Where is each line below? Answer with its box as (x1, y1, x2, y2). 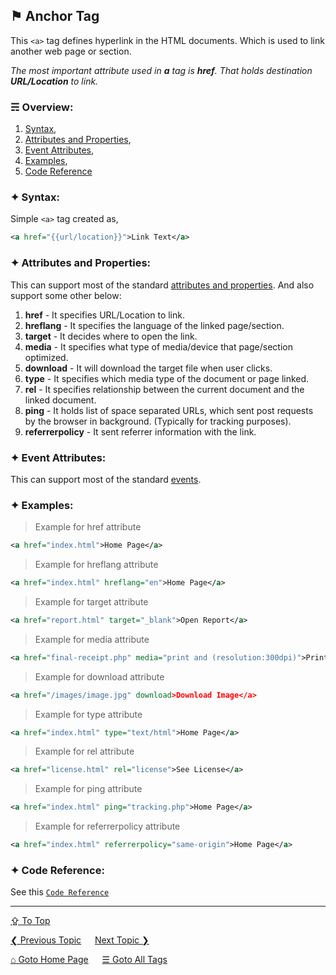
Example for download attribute (34, 670, 165, 683)
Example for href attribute (34, 521, 142, 533)
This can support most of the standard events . (10, 473, 202, 485)
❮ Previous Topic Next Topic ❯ (10, 934, 150, 946)
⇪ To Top (10, 915, 51, 927)
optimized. (24, 351, 69, 363)
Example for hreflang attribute (34, 559, 159, 571)
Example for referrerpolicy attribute (34, 820, 181, 833)
